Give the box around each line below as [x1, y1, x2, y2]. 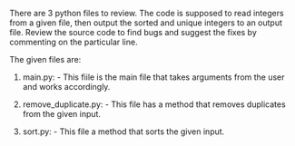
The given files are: [9, 54, 82, 64]
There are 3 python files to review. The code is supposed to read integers [9, 8, 284, 18]
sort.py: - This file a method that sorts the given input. [22, 126, 225, 137]
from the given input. [22, 109, 102, 119]
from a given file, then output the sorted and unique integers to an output [9, 17, 283, 28]
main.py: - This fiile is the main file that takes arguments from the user [22, 72, 285, 83]
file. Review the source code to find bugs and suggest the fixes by [9, 27, 257, 37]
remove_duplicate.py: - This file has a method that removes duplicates [22, 99, 286, 110]
